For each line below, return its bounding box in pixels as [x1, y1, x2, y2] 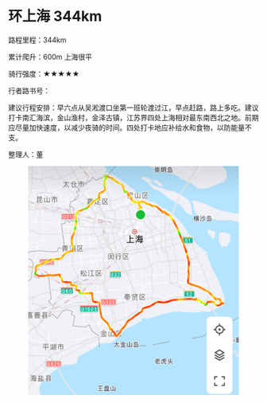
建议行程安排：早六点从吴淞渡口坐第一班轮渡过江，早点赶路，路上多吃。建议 [8, 103, 259, 112]
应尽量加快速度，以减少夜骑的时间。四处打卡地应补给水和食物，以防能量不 [8, 123, 252, 132]
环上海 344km [8, 7, 103, 25]
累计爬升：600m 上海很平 [8, 52, 93, 61]
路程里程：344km [8, 35, 67, 45]
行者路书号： [8, 85, 50, 96]
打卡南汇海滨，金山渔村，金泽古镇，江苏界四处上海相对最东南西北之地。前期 [8, 112, 259, 122]
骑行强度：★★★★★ [8, 68, 80, 78]
